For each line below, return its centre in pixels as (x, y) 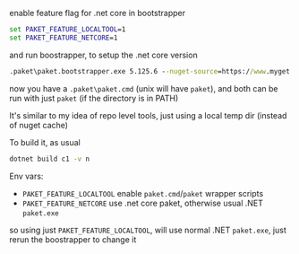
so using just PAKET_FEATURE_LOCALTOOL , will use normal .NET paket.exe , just (148, 230)
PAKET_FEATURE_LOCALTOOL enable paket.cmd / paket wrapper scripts (143, 193)
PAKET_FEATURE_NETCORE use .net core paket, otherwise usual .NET (143, 203)
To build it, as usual (45, 142)
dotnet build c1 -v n (50, 159)
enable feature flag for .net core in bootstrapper (98, 13)
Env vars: (26, 176)
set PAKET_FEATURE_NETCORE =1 (64, 38)
